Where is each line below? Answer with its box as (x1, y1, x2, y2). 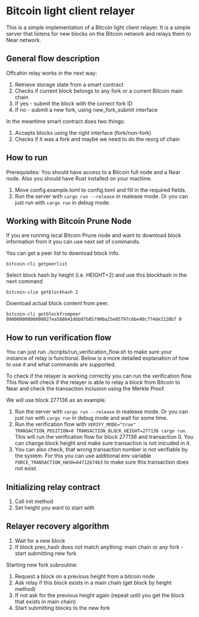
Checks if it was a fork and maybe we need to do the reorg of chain (14, 135, 180, 143)
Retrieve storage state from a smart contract (14, 81, 124, 88)
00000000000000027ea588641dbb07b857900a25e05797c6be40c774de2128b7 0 (6, 317, 182, 322)
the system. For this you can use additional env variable (14, 453, 151, 460)
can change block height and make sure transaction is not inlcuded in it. (14, 439, 191, 447)
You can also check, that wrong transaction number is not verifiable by (14, 446, 188, 453)
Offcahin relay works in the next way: (6, 69, 97, 77)
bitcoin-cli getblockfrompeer (6, 311, 81, 317)
